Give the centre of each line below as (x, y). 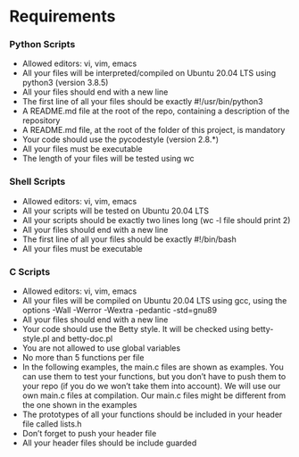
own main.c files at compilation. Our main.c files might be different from (154, 395)
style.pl (36, 339)
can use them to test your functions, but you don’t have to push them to (154, 377)
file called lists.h (52, 424)
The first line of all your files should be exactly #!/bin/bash (129, 239)
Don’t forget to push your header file (89, 434)
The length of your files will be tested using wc (108, 159)
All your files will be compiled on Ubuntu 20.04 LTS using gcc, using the (154, 301)
